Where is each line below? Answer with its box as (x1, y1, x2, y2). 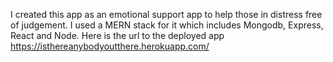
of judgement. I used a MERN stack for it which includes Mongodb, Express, (10, 19, 324, 31)
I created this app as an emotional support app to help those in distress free (10, 9, 323, 20)
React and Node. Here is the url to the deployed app (10, 30, 225, 41)
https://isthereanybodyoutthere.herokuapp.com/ (10, 40, 210, 52)
